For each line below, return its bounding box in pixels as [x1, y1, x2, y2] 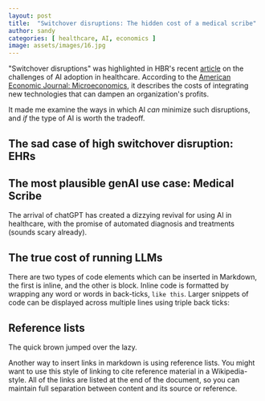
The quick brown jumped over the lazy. [8, 342, 138, 352]
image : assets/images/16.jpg [8, 42, 106, 50]
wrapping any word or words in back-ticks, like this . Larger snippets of [8, 289, 249, 299]
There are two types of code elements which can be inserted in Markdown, [8, 272, 257, 282]
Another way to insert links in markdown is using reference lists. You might [8, 358, 255, 367]
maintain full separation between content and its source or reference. [8, 383, 238, 393]
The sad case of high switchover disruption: [8, 137, 234, 150]
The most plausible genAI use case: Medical [8, 176, 234, 190]
